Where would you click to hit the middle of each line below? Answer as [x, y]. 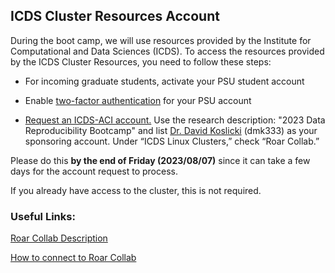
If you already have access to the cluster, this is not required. [136, 190]
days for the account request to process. [94, 171]
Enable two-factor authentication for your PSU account [138, 100]
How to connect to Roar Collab [73, 258]
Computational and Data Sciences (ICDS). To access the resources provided [167, 51]
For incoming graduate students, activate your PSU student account [164, 81]
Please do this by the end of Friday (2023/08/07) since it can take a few [160, 160]
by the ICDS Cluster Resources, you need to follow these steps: [141, 61]
